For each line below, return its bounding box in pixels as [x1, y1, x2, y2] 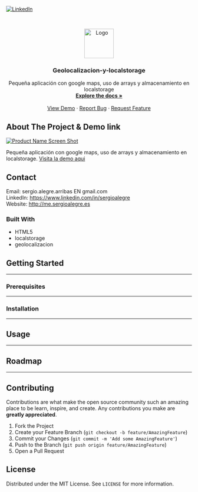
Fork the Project [14, 422, 54, 430]
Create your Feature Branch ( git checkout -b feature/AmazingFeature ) [14, 429, 188, 436]
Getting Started [6, 258, 64, 268]
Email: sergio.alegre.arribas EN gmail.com [6, 187, 108, 194]
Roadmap [6, 356, 42, 366]
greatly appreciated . [6, 411, 57, 418]
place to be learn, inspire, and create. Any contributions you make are [6, 405, 176, 412]
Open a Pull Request [14, 448, 65, 455]
